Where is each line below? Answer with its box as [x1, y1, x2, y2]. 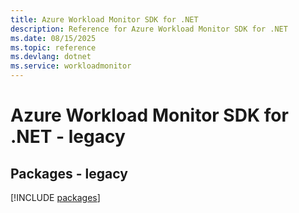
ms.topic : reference [10, 42, 97, 53]
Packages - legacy [10, 165, 128, 182]
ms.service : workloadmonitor [10, 61, 132, 71]
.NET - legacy [10, 126, 126, 148]
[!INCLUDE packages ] [10, 192, 101, 203]
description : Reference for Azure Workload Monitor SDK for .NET [10, 24, 288, 34]
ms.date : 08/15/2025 [10, 33, 97, 43]
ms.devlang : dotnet [10, 52, 92, 62]
